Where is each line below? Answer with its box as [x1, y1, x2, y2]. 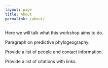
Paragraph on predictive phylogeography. [5, 39, 90, 45]
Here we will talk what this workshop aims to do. [5, 30, 104, 36]
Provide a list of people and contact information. [5, 49, 103, 55]
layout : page [5, 7, 32, 12]
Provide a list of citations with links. [5, 59, 77, 65]
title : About [5, 12, 32, 17]
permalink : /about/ [5, 16, 45, 21]
